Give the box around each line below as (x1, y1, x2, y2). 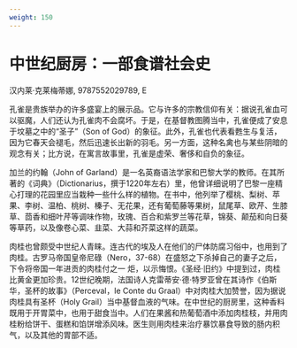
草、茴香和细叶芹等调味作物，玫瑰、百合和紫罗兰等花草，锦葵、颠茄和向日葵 (9, 211, 288, 221)
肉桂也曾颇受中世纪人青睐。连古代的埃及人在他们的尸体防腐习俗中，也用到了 (9, 241, 288, 251)
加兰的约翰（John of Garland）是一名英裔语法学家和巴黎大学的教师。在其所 (9, 166, 286, 177)
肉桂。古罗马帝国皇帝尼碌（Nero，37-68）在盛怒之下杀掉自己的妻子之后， (9, 251, 282, 262)
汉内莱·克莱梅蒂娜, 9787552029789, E (9, 85, 148, 96)
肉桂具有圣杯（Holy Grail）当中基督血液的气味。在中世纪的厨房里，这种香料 (9, 296, 286, 306)
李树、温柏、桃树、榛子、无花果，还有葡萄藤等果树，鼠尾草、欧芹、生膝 (24, 200, 288, 211)
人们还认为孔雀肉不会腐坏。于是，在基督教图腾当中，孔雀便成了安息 (39, 114, 288, 125)
